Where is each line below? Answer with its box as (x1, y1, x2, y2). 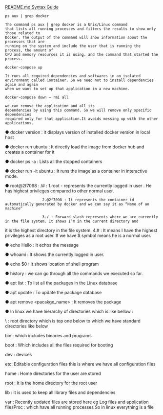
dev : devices (5, 352, 32, 357)
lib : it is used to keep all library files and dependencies (5, 390, 116, 395)
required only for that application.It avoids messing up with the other (5, 116, 159, 121)
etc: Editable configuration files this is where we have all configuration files (5, 361, 156, 367)
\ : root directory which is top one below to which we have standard (5, 318, 141, 323)
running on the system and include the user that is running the (5, 44, 141, 48)
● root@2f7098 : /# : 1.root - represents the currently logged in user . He (5, 183, 152, 188)
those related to (5, 31, 41, 36)
